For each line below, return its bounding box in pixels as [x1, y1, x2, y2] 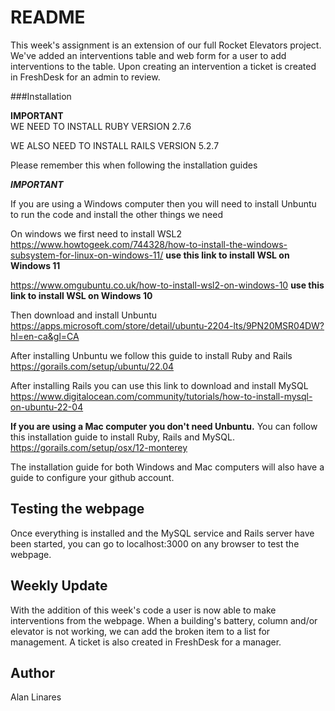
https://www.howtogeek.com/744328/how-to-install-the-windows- [10, 238, 288, 250]
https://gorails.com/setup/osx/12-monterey [10, 441, 188, 453]
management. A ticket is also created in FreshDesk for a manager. [10, 636, 282, 648]
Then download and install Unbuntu [10, 309, 158, 321]
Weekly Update [10, 577, 108, 595]
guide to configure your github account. [10, 471, 175, 483]
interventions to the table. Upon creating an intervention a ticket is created [10, 60, 317, 72]
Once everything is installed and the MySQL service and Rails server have [10, 527, 315, 539]
